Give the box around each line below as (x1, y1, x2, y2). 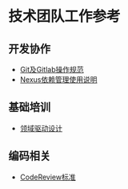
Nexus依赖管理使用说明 (19, 75, 98, 84)
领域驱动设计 (19, 123, 62, 133)
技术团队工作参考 (8, 7, 122, 26)
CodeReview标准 (19, 172, 76, 182)
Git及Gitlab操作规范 (19, 65, 84, 74)
